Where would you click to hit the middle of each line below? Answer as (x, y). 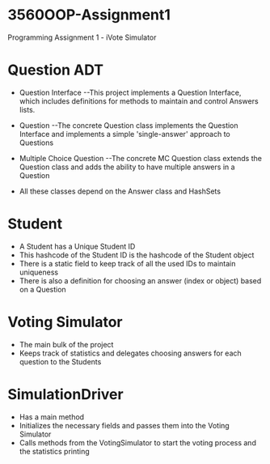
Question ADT (56, 70)
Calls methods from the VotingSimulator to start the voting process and (137, 442)
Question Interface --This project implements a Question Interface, (130, 92)
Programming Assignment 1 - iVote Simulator (82, 37)
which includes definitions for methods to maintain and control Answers (139, 101)
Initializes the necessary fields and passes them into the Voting (124, 425)
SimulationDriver (65, 394)
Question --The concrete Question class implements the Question (129, 125)
